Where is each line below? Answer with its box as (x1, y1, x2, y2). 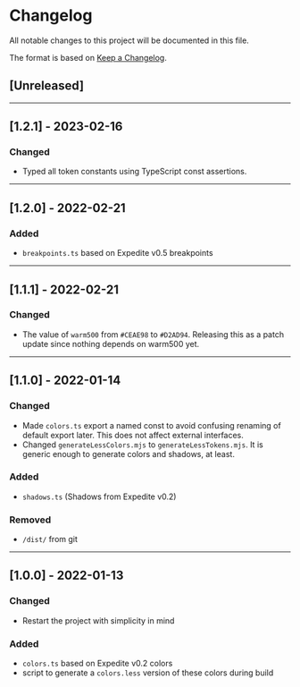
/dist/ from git (21, 534, 79, 545)
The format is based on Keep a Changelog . (9, 52, 167, 63)
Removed (9, 513, 52, 526)
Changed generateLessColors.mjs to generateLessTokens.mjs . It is (21, 439, 263, 450)
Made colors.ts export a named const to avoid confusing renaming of (21, 420, 281, 430)
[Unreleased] (9, 78, 85, 94)
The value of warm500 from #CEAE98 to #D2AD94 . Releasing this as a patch (21, 328, 284, 340)
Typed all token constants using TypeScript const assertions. (21, 166, 247, 177)
